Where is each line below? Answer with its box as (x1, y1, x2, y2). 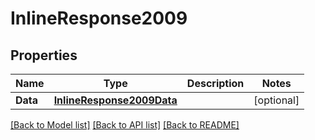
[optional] (253, 93, 300, 107)
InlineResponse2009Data (53, 93, 178, 107)
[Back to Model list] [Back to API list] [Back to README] (10, 119, 240, 131)
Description (186, 77, 245, 90)
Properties (10, 47, 78, 64)
